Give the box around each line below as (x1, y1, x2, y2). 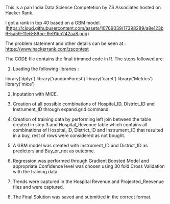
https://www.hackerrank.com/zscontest (5, 46, 89, 52)
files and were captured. (12, 184, 64, 190)
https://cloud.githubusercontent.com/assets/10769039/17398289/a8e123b (7, 25, 164, 31)
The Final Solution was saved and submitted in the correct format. (12, 194, 152, 200)
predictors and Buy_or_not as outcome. (12, 148, 95, 154)
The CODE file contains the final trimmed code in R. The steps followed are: (5, 56, 164, 62)
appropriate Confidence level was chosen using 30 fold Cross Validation (12, 163, 165, 169)
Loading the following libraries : (12, 66, 79, 72)
